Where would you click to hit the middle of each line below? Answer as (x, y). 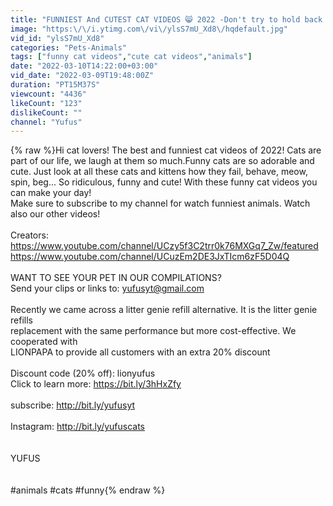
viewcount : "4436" (48, 94)
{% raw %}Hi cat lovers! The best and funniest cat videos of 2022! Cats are (166, 150)
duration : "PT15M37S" (55, 85)
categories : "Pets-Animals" (69, 47)
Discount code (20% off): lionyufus (83, 373)
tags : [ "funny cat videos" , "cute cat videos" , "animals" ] (131, 57)
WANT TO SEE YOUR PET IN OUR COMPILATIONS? (116, 278)
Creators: (29, 235)
